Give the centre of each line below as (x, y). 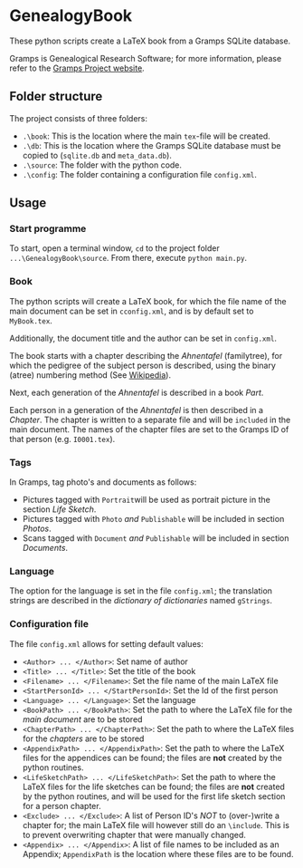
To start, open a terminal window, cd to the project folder (114, 248)
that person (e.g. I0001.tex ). (62, 439)
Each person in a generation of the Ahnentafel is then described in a (137, 410)
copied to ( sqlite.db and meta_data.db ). (97, 155)
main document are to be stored (82, 719)
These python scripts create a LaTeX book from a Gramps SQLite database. (150, 41)
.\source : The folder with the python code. (102, 165)
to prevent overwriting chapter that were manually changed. (134, 834)
